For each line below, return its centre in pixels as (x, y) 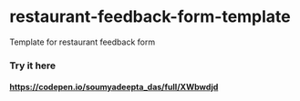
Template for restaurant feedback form (83, 42)
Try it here (33, 66)
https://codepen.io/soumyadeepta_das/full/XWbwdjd (114, 87)
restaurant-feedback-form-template (150, 17)
